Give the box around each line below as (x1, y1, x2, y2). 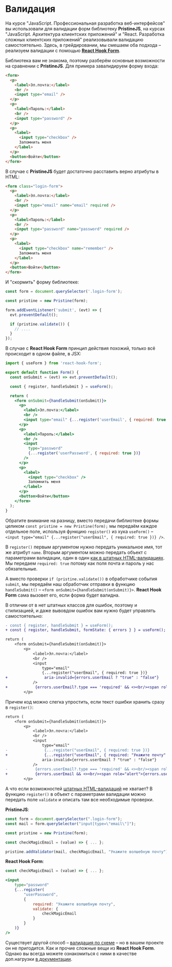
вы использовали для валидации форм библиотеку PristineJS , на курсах (5, 25, 165, 31)
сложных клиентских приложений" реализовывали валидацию (5, 37, 143, 43)
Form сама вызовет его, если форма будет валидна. (5, 592, 120, 598)
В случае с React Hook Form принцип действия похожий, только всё (5, 345, 156, 351)
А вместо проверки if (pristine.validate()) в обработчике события (5, 576, 158, 582)
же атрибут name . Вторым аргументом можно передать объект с (5, 549, 147, 556)
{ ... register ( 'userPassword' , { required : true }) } (28, 451, 141, 456)
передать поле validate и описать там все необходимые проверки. (5, 797, 154, 803)
